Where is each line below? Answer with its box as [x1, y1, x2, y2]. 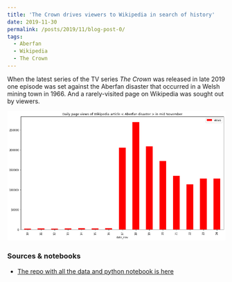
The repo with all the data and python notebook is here [17, 267, 175, 275]
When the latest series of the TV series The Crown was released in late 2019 [7, 75, 225, 83]
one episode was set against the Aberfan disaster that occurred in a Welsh [7, 82, 220, 90]
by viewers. [7, 97, 40, 105]
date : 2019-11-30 [7, 18, 57, 26]
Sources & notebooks [7, 252, 81, 261]
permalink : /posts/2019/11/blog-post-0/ [7, 26, 126, 33]
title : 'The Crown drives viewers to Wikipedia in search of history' [7, 11, 215, 18]
